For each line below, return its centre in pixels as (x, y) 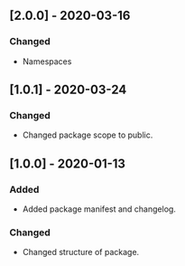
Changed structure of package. (81, 252)
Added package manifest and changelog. (99, 209)
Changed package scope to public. (88, 135)
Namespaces (47, 61)
